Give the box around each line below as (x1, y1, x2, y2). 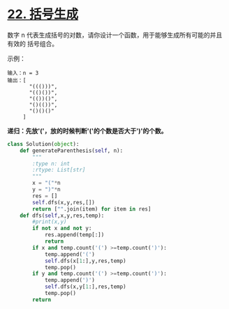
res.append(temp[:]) (44, 232, 105, 239)
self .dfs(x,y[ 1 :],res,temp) (44, 283, 127, 290)
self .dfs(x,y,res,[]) (32, 199, 96, 206)
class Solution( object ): (7, 140, 80, 147)
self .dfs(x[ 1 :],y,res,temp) (44, 257, 127, 264)
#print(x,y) (32, 218, 68, 225)
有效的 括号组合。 (7, 39, 58, 47)
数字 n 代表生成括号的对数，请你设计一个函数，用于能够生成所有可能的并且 (7, 31, 223, 39)
